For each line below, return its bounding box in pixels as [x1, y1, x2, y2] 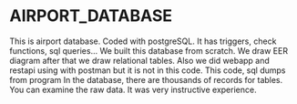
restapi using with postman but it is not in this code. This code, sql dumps [9, 65, 286, 76]
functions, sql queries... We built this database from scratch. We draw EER [9, 45, 289, 56]
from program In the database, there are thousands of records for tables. [9, 74, 283, 85]
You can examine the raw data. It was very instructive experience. [9, 84, 257, 95]
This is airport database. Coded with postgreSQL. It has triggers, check [9, 36, 277, 47]
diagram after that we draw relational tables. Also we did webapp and [9, 55, 271, 66]
